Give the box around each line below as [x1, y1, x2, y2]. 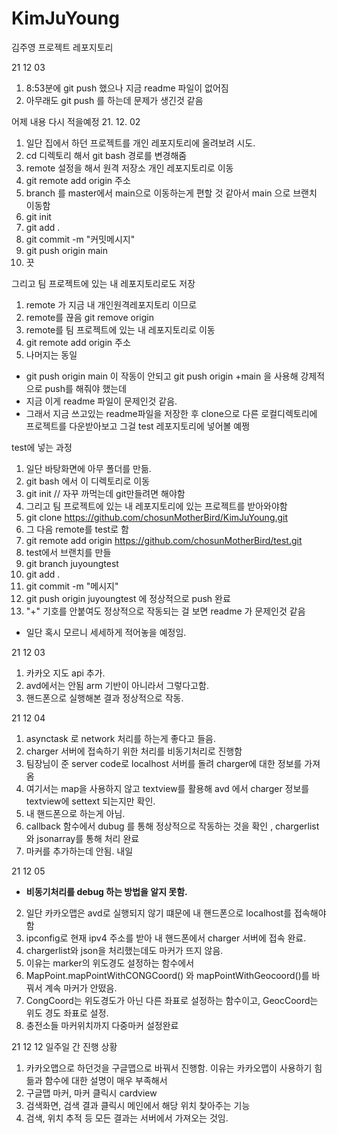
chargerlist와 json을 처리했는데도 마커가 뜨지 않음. [25, 944, 224, 956]
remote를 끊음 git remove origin [25, 311, 154, 323]
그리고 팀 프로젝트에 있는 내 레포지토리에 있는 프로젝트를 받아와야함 [25, 500, 288, 512]
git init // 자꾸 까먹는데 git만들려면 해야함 [25, 487, 186, 499]
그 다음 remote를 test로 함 [25, 523, 129, 535]
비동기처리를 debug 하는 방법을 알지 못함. [25, 885, 188, 897]
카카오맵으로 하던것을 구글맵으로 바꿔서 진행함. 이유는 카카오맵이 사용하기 [25, 1062, 313, 1074]
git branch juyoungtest [25, 557, 119, 569]
